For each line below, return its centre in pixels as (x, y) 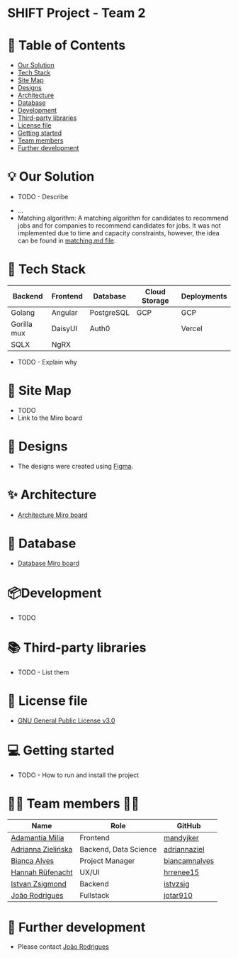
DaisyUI (64, 329)
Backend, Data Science (118, 850)
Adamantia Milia (38, 838)
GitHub (189, 826)
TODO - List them (43, 672)
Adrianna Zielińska (42, 850)
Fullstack (95, 896)
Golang (23, 312)
